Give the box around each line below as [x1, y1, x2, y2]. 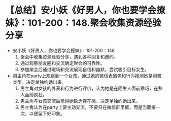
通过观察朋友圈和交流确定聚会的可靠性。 [20, 60, 105, 66]
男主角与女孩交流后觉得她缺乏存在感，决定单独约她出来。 [20, 98, 141, 104]
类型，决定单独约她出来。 [12, 79, 66, 85]
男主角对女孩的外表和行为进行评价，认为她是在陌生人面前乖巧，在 [20, 85, 158, 91]
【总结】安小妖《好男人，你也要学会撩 [5, 5, 166, 16]
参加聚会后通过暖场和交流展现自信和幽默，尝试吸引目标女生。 [20, 66, 150, 72]
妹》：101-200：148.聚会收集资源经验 [5, 17, 161, 29]
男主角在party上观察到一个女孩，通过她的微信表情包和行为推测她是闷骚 [12, 73, 162, 79]
